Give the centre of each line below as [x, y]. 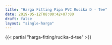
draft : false [19, 19]
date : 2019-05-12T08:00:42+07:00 [40, 14]
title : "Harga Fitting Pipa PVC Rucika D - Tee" [56, 10]
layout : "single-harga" [30, 23]
